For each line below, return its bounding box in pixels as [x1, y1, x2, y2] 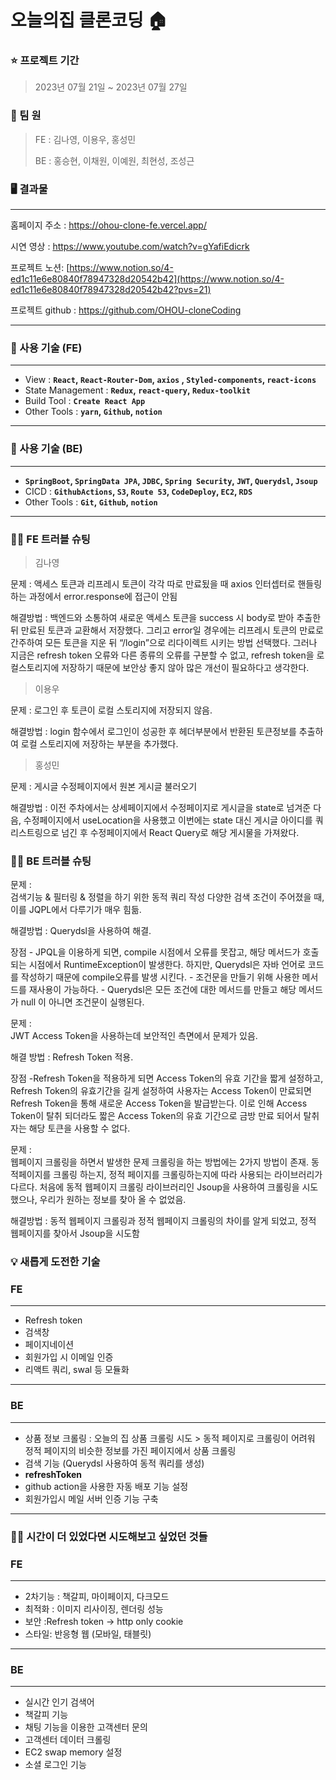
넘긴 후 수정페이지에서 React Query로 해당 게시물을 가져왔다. [61, 826, 300, 838]
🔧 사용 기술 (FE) [10, 341, 83, 355]
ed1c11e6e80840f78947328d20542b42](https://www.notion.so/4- [10, 273, 285, 285]
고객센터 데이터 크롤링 [24, 1734, 112, 1746]
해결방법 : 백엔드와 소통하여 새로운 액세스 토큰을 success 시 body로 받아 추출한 [10, 611, 322, 623]
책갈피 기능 [24, 1709, 69, 1721]
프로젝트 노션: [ [10, 262, 70, 274]
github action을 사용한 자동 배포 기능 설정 [24, 1480, 189, 1492]
